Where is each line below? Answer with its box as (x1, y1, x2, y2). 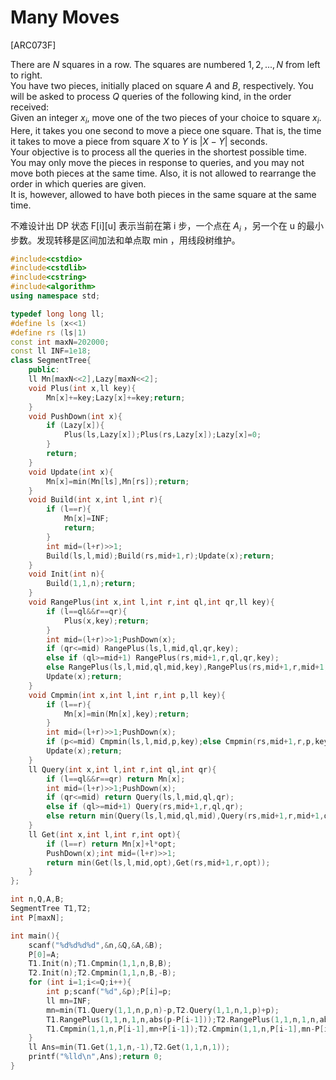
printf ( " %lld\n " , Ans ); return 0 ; (28, 1052, 163, 1062)
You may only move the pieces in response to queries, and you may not (10, 156, 305, 168)
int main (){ (10, 931, 60, 941)
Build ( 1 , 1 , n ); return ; (46, 579, 137, 589)
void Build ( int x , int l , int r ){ (28, 495, 163, 505)
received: (10, 101, 50, 113)
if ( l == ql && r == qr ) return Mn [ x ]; (46, 774, 186, 784)
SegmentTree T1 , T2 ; (10, 904, 92, 914)
